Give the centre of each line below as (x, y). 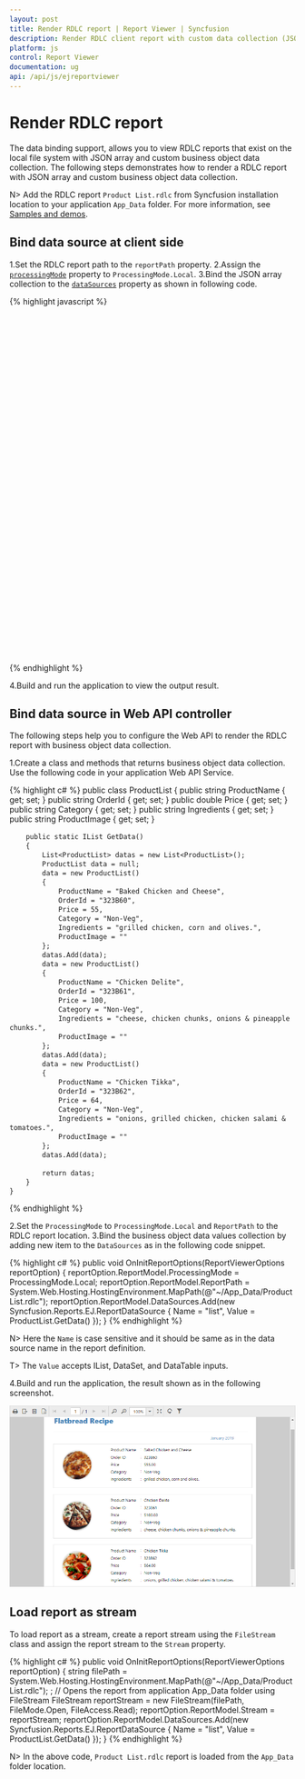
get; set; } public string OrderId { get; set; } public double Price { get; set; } (149, 800)
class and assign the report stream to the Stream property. (118, 1644)
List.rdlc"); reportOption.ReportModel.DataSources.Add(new (123, 1302)
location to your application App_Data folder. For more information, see (140, 204)
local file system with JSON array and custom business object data (135, 157)
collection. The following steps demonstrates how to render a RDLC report (148, 167)
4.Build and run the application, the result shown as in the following (135, 1384)
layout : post (34, 19)
